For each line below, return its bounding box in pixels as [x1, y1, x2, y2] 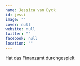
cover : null [5, 21, 31, 27]
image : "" [5, 17, 26, 22]
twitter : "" [5, 31, 31, 36]
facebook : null [5, 36, 38, 41]
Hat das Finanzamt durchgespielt [5, 55, 75, 61]
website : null [5, 27, 36, 32]
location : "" [5, 41, 33, 46]
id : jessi [5, 12, 26, 17]
